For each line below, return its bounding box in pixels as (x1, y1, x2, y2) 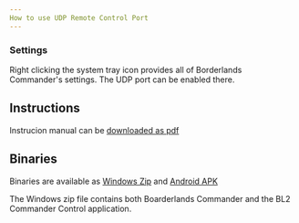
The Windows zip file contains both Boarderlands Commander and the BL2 (9, 193, 291, 204)
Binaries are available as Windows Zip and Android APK (9, 175, 219, 186)
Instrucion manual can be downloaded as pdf (9, 124, 180, 135)
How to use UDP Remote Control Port (9, 13, 149, 23)
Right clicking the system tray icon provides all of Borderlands (9, 64, 242, 75)
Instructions (9, 101, 80, 116)
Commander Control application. (9, 203, 132, 214)
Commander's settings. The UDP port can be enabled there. (9, 74, 235, 85)
